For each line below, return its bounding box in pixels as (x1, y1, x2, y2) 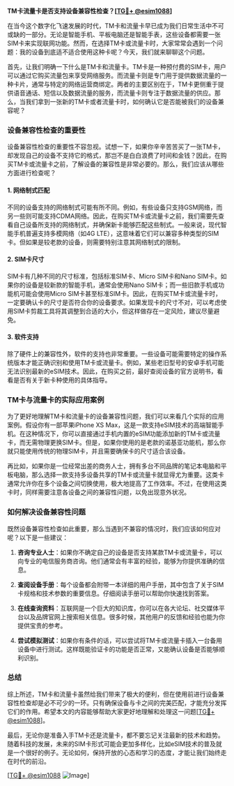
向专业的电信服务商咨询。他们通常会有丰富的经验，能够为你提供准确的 (17, 556, 219, 565)
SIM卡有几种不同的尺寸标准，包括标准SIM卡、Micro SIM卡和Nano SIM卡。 (7, 272, 221, 280)
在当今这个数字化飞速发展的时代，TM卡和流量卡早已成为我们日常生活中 (7, 22, 212, 30)
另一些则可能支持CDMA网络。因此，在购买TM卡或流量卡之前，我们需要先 (7, 212, 219, 220)
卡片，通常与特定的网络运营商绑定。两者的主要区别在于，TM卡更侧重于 (13, 80, 218, 88)
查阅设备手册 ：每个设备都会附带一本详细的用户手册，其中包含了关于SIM (17, 580, 224, 588)
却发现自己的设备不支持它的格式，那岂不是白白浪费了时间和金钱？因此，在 (7, 151, 221, 160)
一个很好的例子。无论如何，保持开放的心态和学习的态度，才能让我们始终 (13, 748, 221, 757)
